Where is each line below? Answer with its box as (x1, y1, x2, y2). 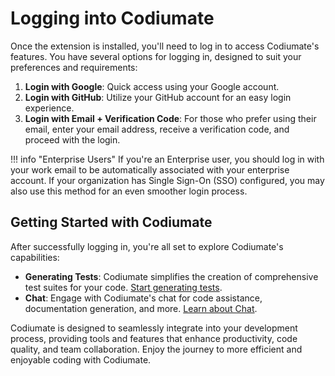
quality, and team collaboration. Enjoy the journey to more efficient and (10, 343, 303, 355)
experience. (24, 102, 75, 114)
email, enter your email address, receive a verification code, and (24, 123, 290, 135)
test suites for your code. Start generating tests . (24, 281, 223, 293)
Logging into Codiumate (10, 7, 215, 30)
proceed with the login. (24, 133, 121, 146)
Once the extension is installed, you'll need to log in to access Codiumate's (10, 40, 320, 52)
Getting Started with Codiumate (10, 214, 213, 231)
